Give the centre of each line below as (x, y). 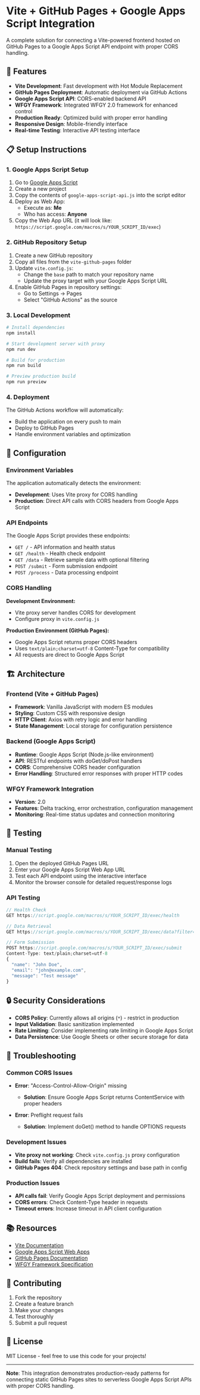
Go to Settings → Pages (53, 293)
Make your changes (39, 1310)
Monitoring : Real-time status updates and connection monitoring (95, 814)
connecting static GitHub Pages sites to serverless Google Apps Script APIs (99, 1379)
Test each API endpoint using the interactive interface (81, 876)
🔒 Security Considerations (56, 1000)
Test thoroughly (34, 1317)
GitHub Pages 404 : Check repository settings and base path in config (101, 1168)
